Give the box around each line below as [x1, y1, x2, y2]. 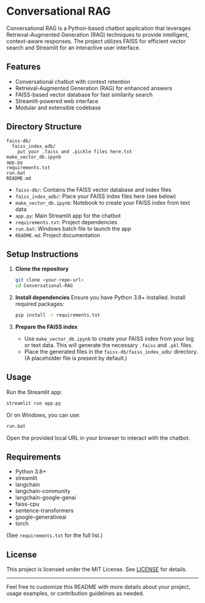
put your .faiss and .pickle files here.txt [17, 148, 132, 155]
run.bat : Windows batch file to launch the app [15, 225, 131, 232]
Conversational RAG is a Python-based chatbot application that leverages [6, 24, 191, 32]
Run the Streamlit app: [6, 388, 62, 395]
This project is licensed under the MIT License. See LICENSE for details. [6, 566, 187, 573]
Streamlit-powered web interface [15, 97, 99, 104]
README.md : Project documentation [15, 231, 101, 239]
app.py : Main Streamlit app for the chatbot [15, 212, 121, 219]
